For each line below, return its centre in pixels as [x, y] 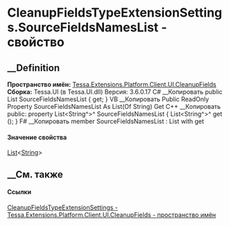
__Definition [34, 68]
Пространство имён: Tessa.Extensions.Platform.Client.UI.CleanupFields [112, 84]
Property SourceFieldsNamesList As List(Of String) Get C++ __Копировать [114, 106]
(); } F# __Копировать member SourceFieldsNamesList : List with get [106, 121]
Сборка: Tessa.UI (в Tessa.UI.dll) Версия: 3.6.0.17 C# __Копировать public [115, 92]
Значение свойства [37, 137]
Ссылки [19, 192]
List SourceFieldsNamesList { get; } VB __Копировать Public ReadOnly [108, 99]
